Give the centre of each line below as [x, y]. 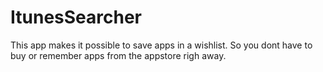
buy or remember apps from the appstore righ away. [118, 55]
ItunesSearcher [76, 17]
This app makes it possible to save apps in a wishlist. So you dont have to [161, 45]
